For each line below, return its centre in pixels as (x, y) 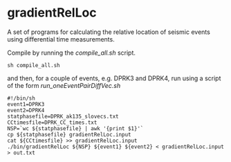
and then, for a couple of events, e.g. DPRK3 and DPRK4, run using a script (114, 78)
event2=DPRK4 (26, 110)
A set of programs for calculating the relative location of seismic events (109, 32)
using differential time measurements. (61, 39)
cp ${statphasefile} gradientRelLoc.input (69, 134)
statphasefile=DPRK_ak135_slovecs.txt (63, 116)
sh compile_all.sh (34, 65)
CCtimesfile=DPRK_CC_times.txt (52, 123)
